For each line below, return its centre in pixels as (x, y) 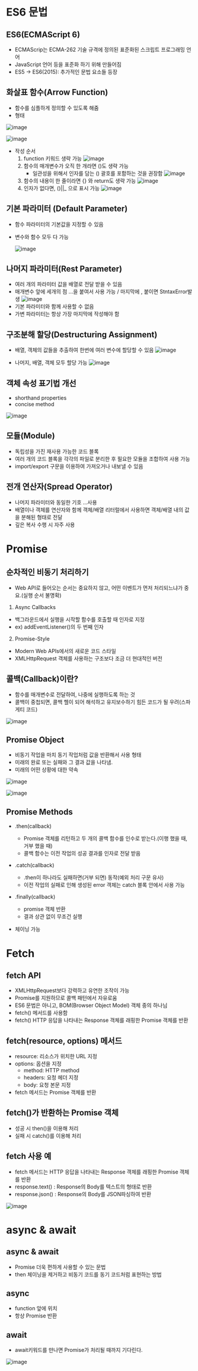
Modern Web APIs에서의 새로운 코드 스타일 (66, 651)
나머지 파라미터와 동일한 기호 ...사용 (56, 502)
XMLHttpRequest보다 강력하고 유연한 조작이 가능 (72, 990)
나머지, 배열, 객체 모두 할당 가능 (51, 363)
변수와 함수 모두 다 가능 (42, 237)
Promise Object (35, 740)
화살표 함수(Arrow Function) (57, 92)
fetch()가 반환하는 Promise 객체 (62, 1113)
